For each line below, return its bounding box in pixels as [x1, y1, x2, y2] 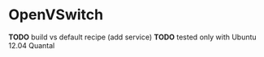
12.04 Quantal [8, 40, 55, 50]
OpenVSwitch [8, 6, 104, 24]
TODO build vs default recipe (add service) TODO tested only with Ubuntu [8, 32, 258, 42]
